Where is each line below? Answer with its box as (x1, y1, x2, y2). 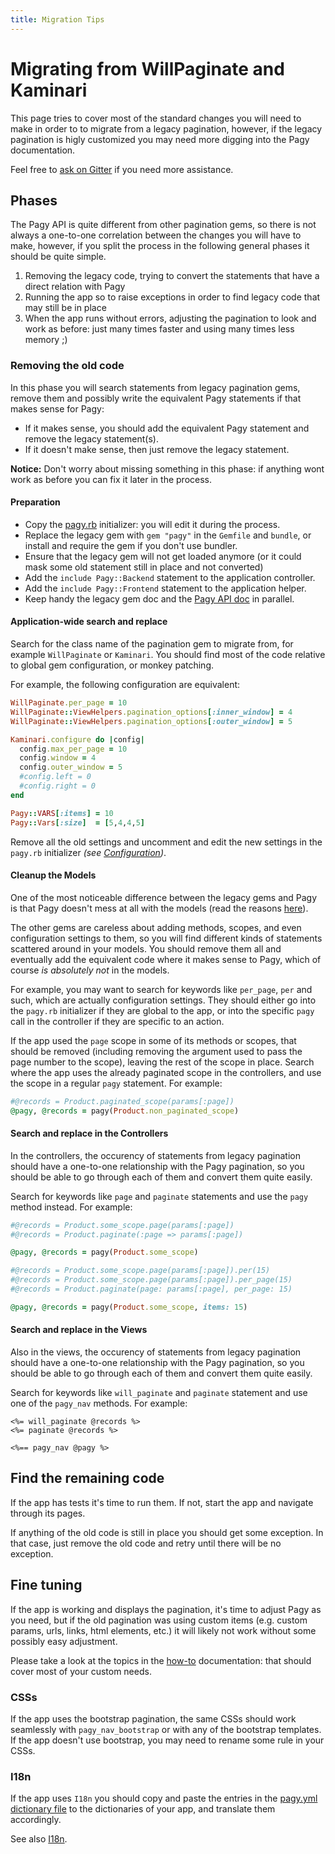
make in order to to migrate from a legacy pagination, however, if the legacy (10, 122, 323, 135)
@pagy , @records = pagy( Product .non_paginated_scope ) (10, 1106, 240, 1116)
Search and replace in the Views (10, 1324, 148, 1336)
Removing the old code (10, 359, 125, 373)
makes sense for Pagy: (10, 402, 105, 415)
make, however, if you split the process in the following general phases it (10, 240, 310, 252)
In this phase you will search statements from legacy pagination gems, (10, 381, 301, 393)
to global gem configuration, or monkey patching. (10, 659, 215, 671)
